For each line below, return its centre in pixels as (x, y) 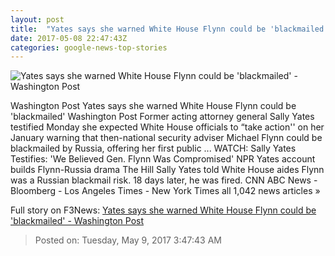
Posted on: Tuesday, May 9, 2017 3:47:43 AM (128, 240)
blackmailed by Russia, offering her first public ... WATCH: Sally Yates (153, 148)
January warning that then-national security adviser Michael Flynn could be (166, 138)
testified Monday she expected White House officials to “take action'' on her (167, 127)
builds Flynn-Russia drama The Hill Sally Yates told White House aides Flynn (167, 170)
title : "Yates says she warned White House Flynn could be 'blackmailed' (169, 29)
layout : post (37, 19)
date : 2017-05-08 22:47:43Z (69, 38)
